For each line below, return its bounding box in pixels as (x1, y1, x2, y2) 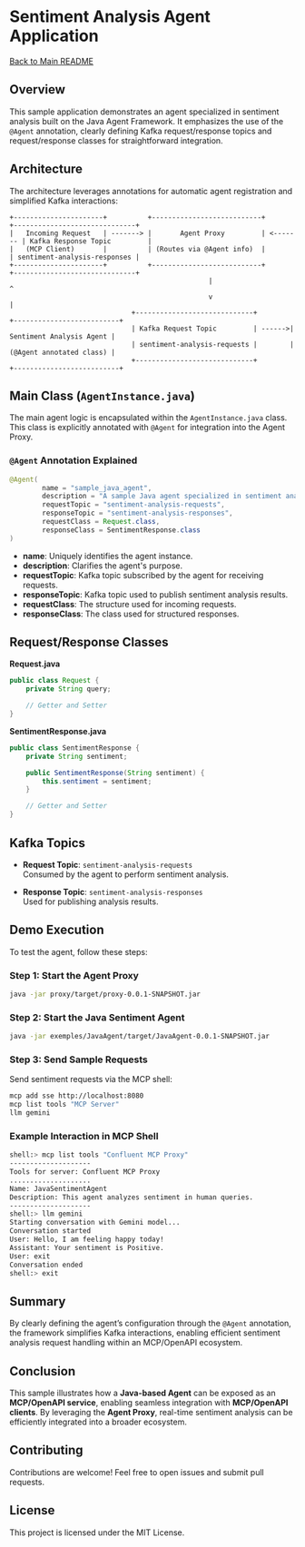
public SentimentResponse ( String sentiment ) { (25, 768, 205, 777)
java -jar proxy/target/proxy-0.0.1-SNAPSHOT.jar (9, 990, 202, 1000)
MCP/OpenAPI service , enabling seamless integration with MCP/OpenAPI (9, 1397, 289, 1408)
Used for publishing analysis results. (22, 896, 159, 907)
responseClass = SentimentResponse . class (42, 525, 202, 535)
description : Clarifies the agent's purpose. (22, 560, 183, 571)
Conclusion (9, 1364, 76, 1379)
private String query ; (25, 685, 112, 694)
